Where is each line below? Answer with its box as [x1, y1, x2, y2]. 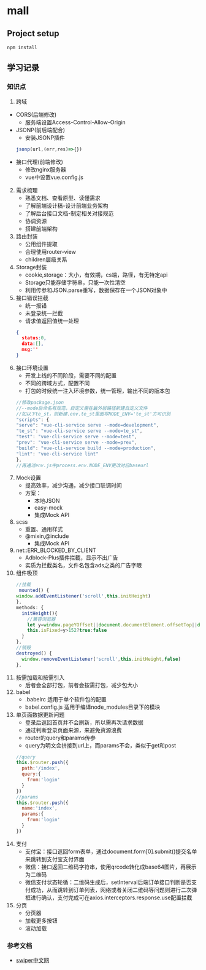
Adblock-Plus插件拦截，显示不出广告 [25, 554, 118, 561]
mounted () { [18, 588, 50, 594]
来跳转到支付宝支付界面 [25, 855, 85, 862]
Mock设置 [15, 474, 42, 481]
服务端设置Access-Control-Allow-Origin [25, 118, 126, 126]
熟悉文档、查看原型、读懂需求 [25, 194, 101, 202]
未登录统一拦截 [25, 309, 63, 317]
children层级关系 [25, 256, 67, 263]
